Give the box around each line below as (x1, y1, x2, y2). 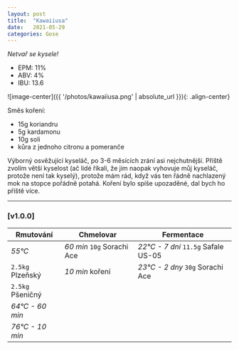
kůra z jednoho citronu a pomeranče (17, 143, 124, 152)
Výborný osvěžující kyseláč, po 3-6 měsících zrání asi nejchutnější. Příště (7, 157, 223, 165)
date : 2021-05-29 (7, 23, 65, 31)
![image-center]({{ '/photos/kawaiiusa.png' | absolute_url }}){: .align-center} (7, 92, 230, 101)
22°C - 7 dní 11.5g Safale (137, 241, 224, 251)
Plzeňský (11, 270, 41, 280)
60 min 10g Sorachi (64, 241, 129, 251)
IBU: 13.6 (17, 79, 44, 87)
